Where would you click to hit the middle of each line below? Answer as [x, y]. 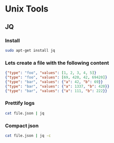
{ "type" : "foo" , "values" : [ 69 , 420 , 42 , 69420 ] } [56, 77]
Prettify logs [20, 103]
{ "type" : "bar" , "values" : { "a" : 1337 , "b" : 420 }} [57, 86]
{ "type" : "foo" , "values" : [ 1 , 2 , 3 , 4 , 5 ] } [51, 73]
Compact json [22, 126]
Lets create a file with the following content [57, 63]
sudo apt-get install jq [30, 50]
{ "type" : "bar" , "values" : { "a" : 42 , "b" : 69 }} [54, 82]
